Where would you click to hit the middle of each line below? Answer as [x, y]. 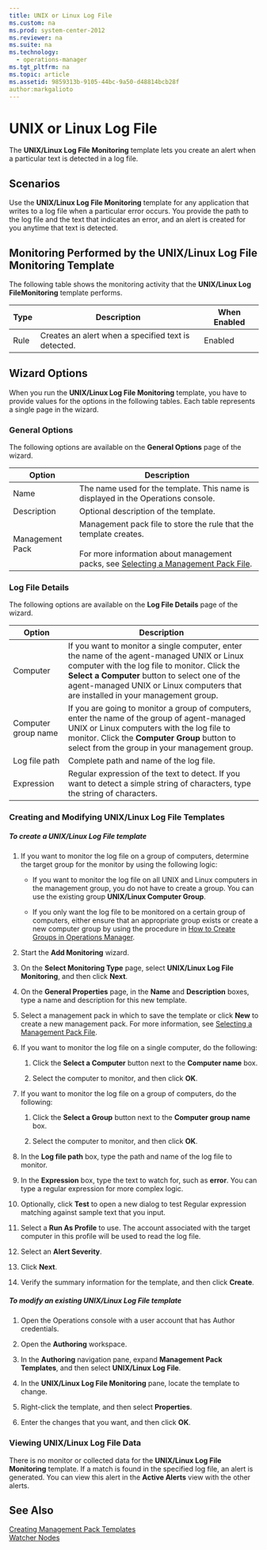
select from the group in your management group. [160, 748]
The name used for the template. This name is [164, 489]
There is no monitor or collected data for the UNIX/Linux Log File [115, 1460]
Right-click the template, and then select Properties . [106, 1407]
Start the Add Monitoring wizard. [75, 953]
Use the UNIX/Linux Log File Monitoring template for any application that [129, 203]
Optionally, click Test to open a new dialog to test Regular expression [133, 1204]
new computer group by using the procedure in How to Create [134, 929]
